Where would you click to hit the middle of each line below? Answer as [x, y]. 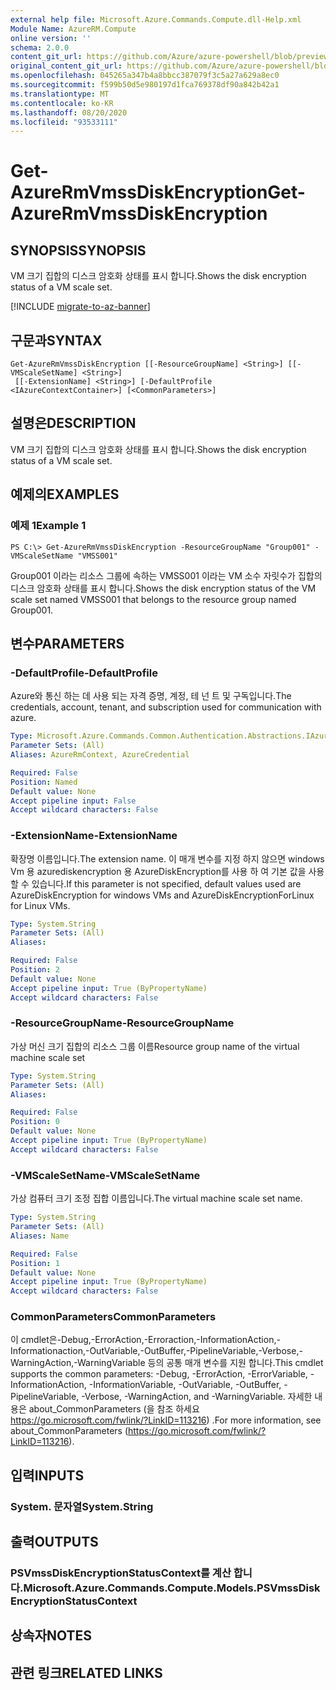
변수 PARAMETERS [67, 643]
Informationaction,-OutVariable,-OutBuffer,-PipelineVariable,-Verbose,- [156, 1351]
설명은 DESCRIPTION [73, 423]
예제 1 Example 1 [48, 526]
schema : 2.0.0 [40, 47]
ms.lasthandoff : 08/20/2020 [69, 112]
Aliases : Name [40, 1236]
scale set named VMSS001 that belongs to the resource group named [153, 599]
